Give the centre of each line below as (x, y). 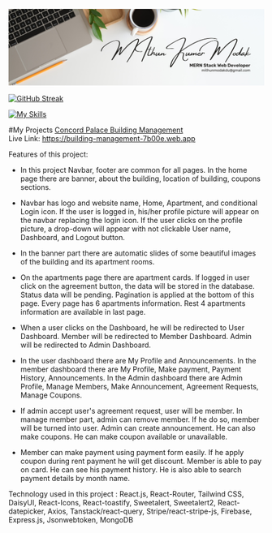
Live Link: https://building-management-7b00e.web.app (102, 139)
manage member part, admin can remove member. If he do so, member (140, 419)
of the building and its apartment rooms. (87, 262)
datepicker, (27, 511)
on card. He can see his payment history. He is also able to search (131, 470)
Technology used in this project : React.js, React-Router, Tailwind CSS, (126, 494)
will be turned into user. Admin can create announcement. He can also (138, 428)
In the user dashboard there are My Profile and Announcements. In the (138, 361)
